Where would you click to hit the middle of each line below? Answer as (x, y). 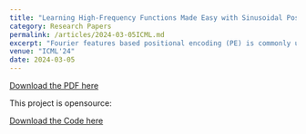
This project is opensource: (61, 103)
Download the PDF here (54, 86)
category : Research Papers (61, 26)
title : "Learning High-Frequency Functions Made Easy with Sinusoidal (146, 18)
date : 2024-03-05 (42, 60)
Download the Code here (56, 120)
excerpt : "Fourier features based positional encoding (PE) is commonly (150, 43)
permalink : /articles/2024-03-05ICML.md (87, 34)
